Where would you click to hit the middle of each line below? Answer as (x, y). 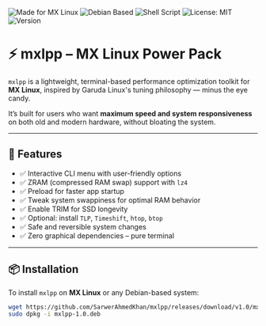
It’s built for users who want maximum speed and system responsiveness (130, 113)
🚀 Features (35, 154)
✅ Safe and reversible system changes (83, 226)
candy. (19, 98)
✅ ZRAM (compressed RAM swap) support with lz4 (104, 182)
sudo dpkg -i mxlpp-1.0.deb (55, 314)
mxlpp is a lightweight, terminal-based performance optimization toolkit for (129, 81)
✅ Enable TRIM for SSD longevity (74, 209)
